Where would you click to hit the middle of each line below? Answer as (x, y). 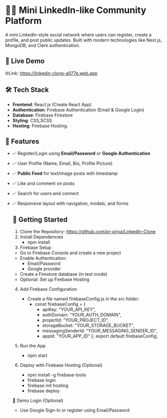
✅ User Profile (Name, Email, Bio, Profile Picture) (62, 163)
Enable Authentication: (43, 258)
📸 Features (22, 141)
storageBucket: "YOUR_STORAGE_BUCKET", (88, 325)
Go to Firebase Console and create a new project (70, 253)
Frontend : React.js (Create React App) (52, 104)
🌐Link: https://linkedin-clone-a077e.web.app (51, 73)
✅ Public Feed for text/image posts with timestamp (65, 173)
